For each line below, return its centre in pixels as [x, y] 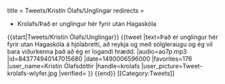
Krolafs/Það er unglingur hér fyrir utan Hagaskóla [87, 24]
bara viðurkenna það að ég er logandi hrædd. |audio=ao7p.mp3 [97, 52]
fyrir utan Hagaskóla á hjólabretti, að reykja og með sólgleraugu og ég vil [110, 44]
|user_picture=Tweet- [172, 66]
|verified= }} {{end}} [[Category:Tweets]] [116, 73]
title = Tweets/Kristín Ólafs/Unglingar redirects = [76, 11]
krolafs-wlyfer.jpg [32, 73]
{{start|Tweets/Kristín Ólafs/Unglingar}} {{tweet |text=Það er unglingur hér [112, 37]
